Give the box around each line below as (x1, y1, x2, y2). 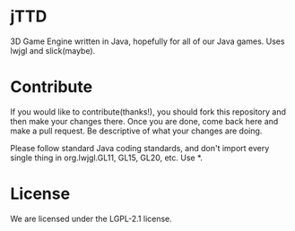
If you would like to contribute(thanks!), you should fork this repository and (10, 106, 286, 117)
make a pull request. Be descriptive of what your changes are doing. (10, 125, 263, 136)
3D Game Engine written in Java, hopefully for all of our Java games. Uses (10, 36, 285, 47)
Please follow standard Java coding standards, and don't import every (10, 142, 270, 153)
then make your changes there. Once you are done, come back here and (10, 115, 279, 126)
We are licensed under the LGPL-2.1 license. (10, 213, 173, 224)
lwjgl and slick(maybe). (10, 45, 96, 56)
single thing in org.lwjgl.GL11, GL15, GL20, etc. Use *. (10, 152, 203, 163)
